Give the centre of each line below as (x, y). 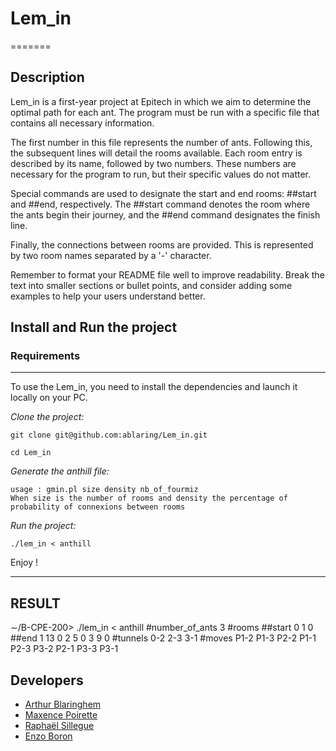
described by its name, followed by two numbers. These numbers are (153, 163)
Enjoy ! (24, 563)
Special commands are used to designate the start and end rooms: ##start (163, 193)
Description (47, 77)
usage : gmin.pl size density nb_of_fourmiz (104, 490)
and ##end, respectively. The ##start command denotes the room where (160, 204)
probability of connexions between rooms (98, 507)
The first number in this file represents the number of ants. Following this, (161, 142)
